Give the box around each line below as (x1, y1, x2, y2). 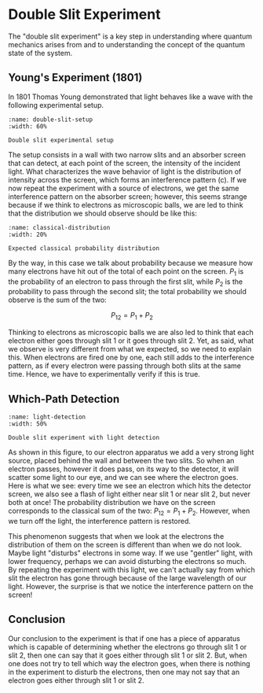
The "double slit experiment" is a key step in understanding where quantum (8, 31, 253, 41)
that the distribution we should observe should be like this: (8, 208, 198, 218)
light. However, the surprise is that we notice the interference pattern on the (8, 581, 254, 591)
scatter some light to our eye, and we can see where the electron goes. (8, 472, 239, 481)
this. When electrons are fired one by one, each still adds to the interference (8, 352, 255, 363)
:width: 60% (8, 122, 47, 131)
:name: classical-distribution (8, 223, 111, 231)
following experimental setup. (8, 100, 104, 109)
